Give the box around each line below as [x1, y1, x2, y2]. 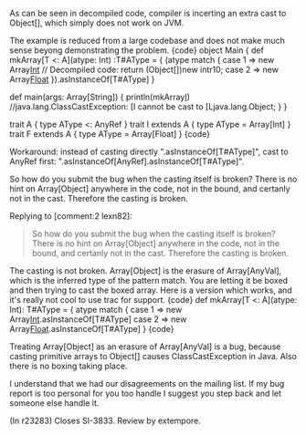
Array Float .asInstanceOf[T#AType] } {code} [9, 324, 174, 334]
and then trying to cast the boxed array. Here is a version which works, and [9, 285, 292, 295]
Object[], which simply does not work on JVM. [9, 17, 185, 28]
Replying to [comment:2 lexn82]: [9, 211, 132, 222]
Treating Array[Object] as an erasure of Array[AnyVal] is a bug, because [9, 341, 281, 352]
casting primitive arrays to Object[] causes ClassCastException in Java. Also [9, 351, 297, 361]
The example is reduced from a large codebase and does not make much [9, 36, 286, 46]
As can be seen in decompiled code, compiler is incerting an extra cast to [9, 8, 287, 18]
